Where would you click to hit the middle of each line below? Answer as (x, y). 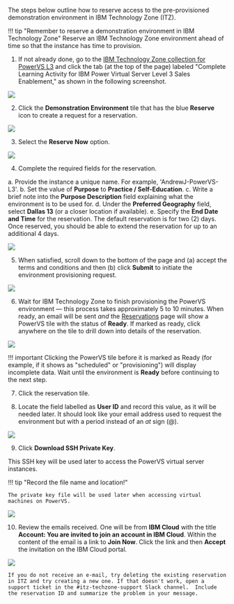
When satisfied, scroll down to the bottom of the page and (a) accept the (122, 260)
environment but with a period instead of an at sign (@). (98, 421)
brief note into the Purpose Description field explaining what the (101, 197)
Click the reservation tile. (54, 393)
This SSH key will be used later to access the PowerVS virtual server (106, 461)
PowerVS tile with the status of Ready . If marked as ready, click (109, 324)
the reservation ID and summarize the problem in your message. (103, 594)
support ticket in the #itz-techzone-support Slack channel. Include (112, 587)
